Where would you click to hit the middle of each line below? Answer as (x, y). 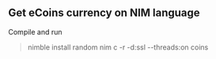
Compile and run (35, 31)
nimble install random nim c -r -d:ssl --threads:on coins (118, 47)
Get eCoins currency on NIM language (104, 13)
